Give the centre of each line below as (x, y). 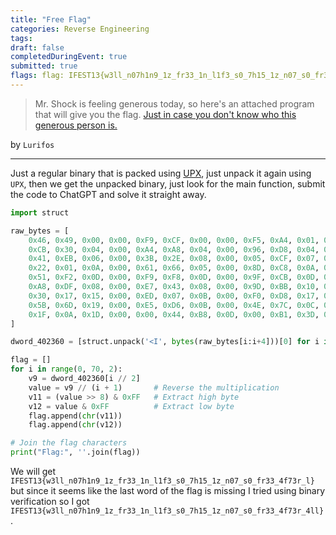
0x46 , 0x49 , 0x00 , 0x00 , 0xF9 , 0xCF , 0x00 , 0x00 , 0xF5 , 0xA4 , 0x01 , (174, 240)
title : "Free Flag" (51, 19)
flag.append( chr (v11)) (75, 416)
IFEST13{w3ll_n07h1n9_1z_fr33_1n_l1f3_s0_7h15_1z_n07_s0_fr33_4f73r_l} (162, 481)
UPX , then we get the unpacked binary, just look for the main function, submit (168, 183)
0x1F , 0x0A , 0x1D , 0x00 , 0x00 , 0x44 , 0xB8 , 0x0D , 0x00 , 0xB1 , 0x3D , (174, 314)
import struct (40, 212)
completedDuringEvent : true (69, 57)
